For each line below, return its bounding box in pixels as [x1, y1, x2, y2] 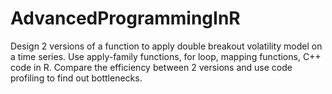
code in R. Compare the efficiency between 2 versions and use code [10, 61, 293, 73]
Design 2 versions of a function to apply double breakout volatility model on [10, 40, 323, 52]
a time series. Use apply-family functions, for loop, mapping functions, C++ [10, 50, 322, 62]
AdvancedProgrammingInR [10, 7, 241, 30]
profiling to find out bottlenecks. [10, 72, 143, 84]
